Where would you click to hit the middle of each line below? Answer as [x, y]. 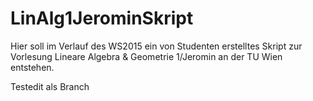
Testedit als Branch [50, 86]
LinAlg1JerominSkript [102, 18]
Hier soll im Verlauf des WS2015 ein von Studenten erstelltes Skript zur [156, 46]
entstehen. [32, 67]
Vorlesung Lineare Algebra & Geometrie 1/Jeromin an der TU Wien [146, 56]
